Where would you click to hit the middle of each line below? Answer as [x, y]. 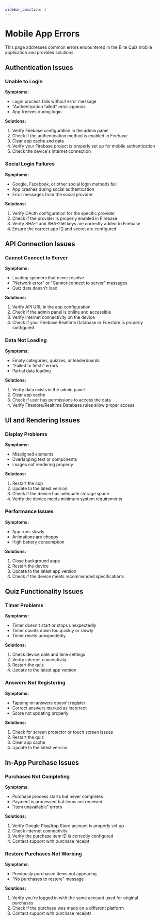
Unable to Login [24, 81]
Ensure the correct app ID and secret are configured [64, 229]
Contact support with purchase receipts [52, 913]
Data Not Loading [26, 340]
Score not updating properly [40, 713]
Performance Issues [30, 511]
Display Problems [26, 434]
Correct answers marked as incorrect [49, 708]
